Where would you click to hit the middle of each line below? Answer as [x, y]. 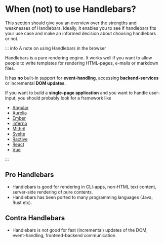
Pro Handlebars [30, 175]
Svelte [19, 134]
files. [10, 68]
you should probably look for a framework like [65, 98]
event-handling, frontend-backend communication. [64, 235]
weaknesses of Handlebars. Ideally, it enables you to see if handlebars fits [81, 28]
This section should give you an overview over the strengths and [71, 23]
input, [11, 98]
